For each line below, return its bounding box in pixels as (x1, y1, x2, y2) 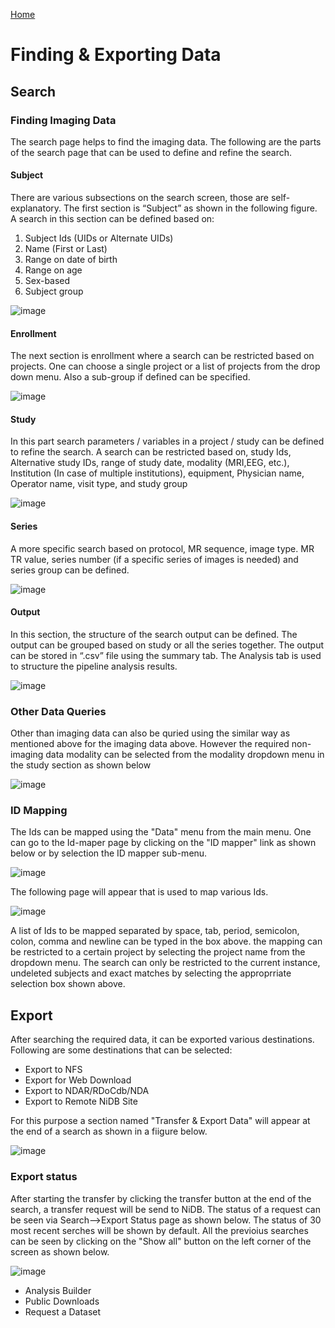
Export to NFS (24, 1064, 83, 1076)
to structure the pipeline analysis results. (10, 660, 178, 672)
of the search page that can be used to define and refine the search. (10, 146, 293, 158)
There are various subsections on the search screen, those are (10, 192, 269, 204)
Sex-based (24, 275, 71, 287)
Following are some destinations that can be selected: (10, 1044, 233, 1056)
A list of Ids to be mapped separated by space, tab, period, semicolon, (10, 925, 300, 937)
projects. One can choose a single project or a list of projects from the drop (10, 360, 321, 373)
